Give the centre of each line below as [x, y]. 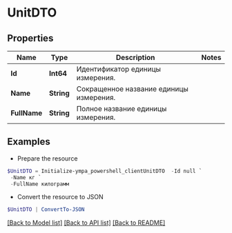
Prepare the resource [47, 158]
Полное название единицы [122, 109]
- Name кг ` [26, 177]
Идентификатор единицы [118, 69]
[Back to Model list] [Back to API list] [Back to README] [86, 223]
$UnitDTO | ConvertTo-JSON [46, 210]
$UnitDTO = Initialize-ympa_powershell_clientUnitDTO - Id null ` [105, 171]
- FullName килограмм [40, 184]
